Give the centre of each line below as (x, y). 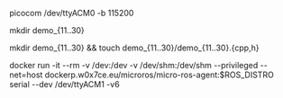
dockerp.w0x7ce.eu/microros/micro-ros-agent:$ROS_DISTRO (160, 75)
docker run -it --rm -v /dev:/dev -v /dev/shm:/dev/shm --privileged (134, 65)
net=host (26, 75)
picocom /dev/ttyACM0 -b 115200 (72, 13)
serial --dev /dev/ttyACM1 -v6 (64, 84)
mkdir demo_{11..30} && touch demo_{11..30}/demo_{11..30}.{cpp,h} (134, 48)
